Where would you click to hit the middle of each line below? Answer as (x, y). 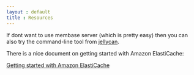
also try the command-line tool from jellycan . (63, 41)
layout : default (28, 12)
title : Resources (30, 18)
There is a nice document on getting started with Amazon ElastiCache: (95, 53)
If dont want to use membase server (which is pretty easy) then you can (97, 35)
